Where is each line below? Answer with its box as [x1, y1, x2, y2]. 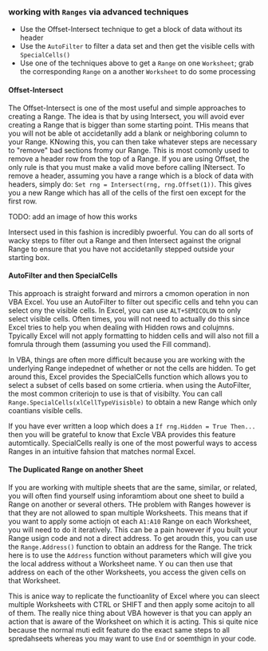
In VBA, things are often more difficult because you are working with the [8, 354, 246, 365]
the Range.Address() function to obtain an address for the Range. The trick [8, 542, 253, 551]
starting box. [8, 252, 50, 262]
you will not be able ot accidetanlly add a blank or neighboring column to [8, 128, 247, 138]
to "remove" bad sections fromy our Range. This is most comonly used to [8, 145, 250, 155]
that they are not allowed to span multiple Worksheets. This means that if [8, 507, 249, 517]
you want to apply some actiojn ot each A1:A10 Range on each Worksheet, [8, 516, 252, 526]
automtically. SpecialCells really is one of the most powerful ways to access [8, 438, 258, 448]
